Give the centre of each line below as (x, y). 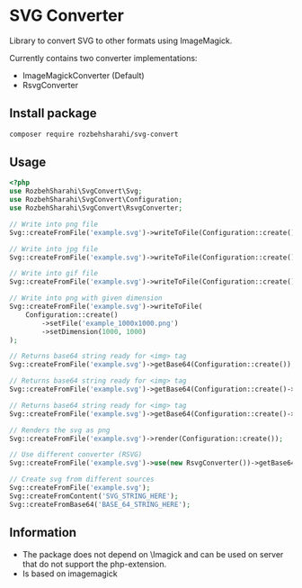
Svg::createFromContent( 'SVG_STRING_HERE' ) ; (94, 496)
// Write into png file (54, 224)
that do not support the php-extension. (94, 564)
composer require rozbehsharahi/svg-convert (94, 134)
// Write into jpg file (54, 249)
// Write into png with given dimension (86, 298)
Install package (53, 113)
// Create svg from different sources (82, 479)
